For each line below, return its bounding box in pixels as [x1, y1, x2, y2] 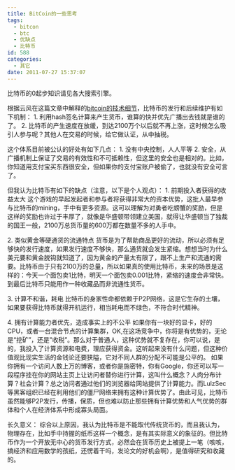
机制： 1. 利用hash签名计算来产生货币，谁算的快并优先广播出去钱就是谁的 [13, 113, 225, 121]
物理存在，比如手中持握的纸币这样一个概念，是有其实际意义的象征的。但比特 [7, 429, 228, 437]
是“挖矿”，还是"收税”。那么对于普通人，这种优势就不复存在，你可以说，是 [7, 335, 221, 343]
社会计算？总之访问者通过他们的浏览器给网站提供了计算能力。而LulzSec [19, 379, 227, 387]
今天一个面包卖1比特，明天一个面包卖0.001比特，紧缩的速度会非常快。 [25, 271, 228, 279]
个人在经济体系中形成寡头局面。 [19, 405, 112, 413]
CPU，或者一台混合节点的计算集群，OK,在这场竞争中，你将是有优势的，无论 [7, 327, 227, 335]
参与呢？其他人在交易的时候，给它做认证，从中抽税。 [19, 130, 173, 138]
